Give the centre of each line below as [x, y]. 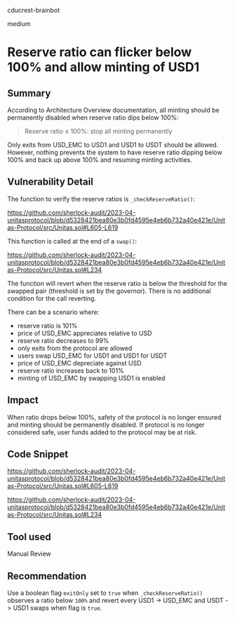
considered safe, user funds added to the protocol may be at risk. [102, 432]
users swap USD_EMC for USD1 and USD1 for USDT [92, 356]
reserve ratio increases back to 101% [70, 370]
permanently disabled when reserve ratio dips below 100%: [93, 118]
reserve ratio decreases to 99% [63, 340]
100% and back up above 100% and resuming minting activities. [100, 160]
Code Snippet [38, 455]
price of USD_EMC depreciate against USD [79, 363]
